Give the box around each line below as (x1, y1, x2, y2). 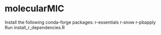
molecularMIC (4, 3, 65, 14)
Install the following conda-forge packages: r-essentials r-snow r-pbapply (4, 19, 156, 25)
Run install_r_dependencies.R (4, 24, 65, 30)
